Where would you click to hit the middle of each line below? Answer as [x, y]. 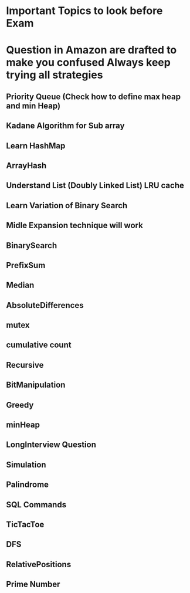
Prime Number [33, 584]
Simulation [26, 465]
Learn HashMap [36, 146]
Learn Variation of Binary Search [67, 206]
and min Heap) [33, 106]
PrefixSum [26, 265]
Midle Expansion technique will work [75, 226]
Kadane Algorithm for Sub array [65, 126]
